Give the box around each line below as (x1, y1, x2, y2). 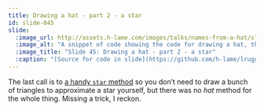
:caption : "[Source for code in (15, 56, 122, 64)
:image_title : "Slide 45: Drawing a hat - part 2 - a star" (15, 48, 216, 56)
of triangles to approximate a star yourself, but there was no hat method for (8, 85, 252, 94)
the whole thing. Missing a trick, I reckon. (8, 94, 141, 103)
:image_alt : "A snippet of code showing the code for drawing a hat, (15, 41, 247, 49)
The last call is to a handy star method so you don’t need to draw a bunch (8, 76, 248, 87)
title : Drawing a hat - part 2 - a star (8, 11, 143, 20)
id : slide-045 (8, 19, 55, 27)
